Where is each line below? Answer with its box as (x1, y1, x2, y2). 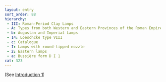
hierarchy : (4, 16, 27, 21)
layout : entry (4, 7, 34, 12)
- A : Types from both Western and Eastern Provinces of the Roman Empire (6, 26, 163, 31)
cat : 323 (4, 58, 23, 63)
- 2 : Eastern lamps (6, 49, 48, 54)
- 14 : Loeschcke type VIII (6, 35, 63, 40)
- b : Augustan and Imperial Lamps (6, 30, 78, 35)
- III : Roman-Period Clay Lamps (6, 21, 74, 26)
